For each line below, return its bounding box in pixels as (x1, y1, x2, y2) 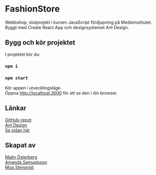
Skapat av (5, 141, 36, 149)
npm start (5, 75, 28, 81)
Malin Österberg (5, 154, 38, 160)
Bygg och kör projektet (5, 39, 76, 47)
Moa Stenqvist (5, 164, 34, 170)
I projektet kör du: (5, 51, 40, 57)
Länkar (5, 104, 27, 112)
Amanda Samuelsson (5, 159, 47, 165)
